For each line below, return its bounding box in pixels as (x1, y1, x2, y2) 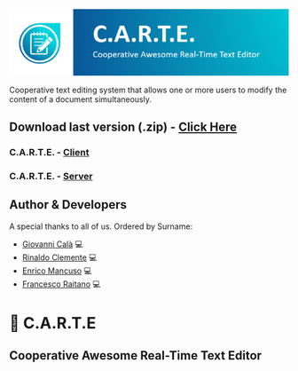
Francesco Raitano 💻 (21, 279, 101, 289)
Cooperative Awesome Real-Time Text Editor (9, 348, 263, 363)
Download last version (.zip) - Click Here (9, 119, 238, 134)
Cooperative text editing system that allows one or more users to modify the (9, 84, 287, 95)
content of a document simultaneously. (9, 93, 153, 105)
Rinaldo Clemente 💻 (21, 252, 98, 263)
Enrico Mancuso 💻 (21, 265, 92, 276)
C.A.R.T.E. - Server (9, 170, 93, 182)
